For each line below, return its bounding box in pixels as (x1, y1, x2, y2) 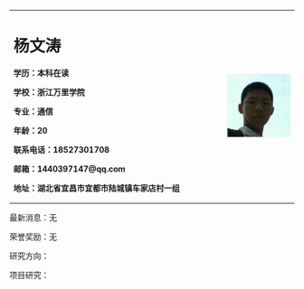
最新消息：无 (9, 212, 57, 223)
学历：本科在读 (13, 67, 70, 78)
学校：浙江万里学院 (13, 87, 85, 98)
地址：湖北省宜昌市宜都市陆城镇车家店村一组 (13, 182, 180, 193)
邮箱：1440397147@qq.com (13, 163, 126, 174)
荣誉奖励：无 (9, 231, 57, 242)
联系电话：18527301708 (13, 144, 110, 154)
